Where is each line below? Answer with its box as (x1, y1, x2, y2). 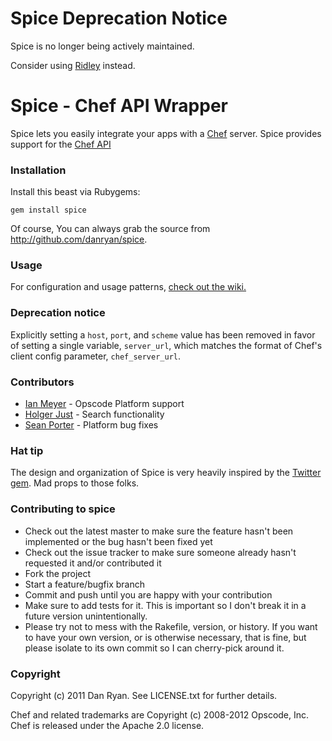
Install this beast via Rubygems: (10, 186, 141, 198)
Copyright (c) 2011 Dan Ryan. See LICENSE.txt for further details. (10, 689, 278, 701)
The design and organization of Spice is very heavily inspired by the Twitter (10, 467, 322, 479)
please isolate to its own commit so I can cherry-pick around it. (24, 642, 285, 654)
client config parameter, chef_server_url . (10, 350, 182, 362)
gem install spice (10, 205, 87, 216)
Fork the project (24, 567, 92, 579)
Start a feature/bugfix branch (24, 578, 145, 590)
